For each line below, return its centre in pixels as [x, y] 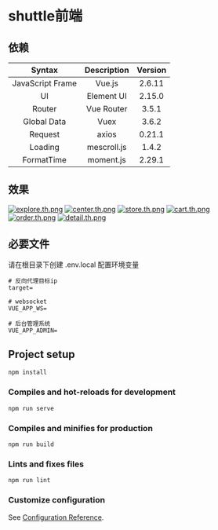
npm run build [31, 444]
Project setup [42, 355]
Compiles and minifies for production [80, 428]
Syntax [45, 70]
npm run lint [29, 481]
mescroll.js [107, 147]
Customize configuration [57, 500]
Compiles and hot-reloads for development [92, 392]
